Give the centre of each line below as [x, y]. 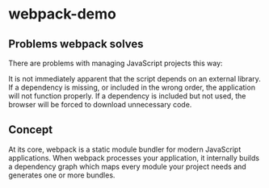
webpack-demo [63, 14]
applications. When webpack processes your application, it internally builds [134, 157]
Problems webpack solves [76, 44]
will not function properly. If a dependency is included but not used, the [127, 96]
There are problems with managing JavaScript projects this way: [116, 63]
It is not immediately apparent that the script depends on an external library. [134, 79]
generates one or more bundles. [62, 175]
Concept [31, 130]
